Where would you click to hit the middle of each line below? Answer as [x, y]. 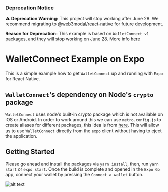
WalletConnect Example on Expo [75, 59]
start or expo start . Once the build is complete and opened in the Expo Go [83, 169]
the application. [21, 136]
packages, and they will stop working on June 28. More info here [73, 39]
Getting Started [30, 152]
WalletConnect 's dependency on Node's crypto [79, 94]
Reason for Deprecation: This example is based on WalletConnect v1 [77, 34]
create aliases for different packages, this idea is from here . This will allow [82, 125]
